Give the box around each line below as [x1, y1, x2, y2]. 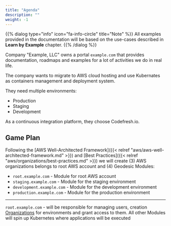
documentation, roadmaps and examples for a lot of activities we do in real [5, 57, 162, 63]
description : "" [5, 12, 40, 17]
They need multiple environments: [5, 88, 77, 94]
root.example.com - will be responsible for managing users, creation [5, 204, 148, 210]
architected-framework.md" [5, 152, 64, 159]
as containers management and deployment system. [5, 78, 116, 84]
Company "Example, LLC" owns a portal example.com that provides [5, 52, 145, 58]
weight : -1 [5, 17, 28, 22]
